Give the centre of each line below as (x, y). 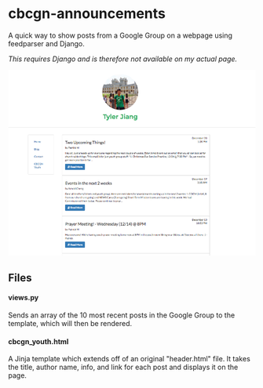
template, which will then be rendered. (70, 324)
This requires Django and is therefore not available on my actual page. (123, 59)
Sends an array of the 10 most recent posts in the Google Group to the (122, 315)
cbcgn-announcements (87, 14)
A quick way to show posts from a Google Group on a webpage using (121, 35)
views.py (24, 298)
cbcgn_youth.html (38, 341)
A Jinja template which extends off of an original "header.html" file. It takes (130, 359)
